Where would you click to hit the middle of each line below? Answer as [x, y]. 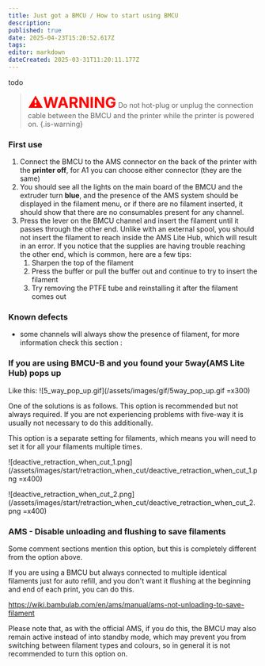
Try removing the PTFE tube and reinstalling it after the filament [135, 288]
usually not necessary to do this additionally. [81, 423]
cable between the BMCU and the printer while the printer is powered [141, 115]
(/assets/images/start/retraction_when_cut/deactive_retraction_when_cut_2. [132, 502]
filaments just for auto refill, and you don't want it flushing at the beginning [130, 581]
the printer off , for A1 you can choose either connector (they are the [131, 170]
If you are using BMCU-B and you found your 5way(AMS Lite [127, 363]
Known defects [38, 317]
